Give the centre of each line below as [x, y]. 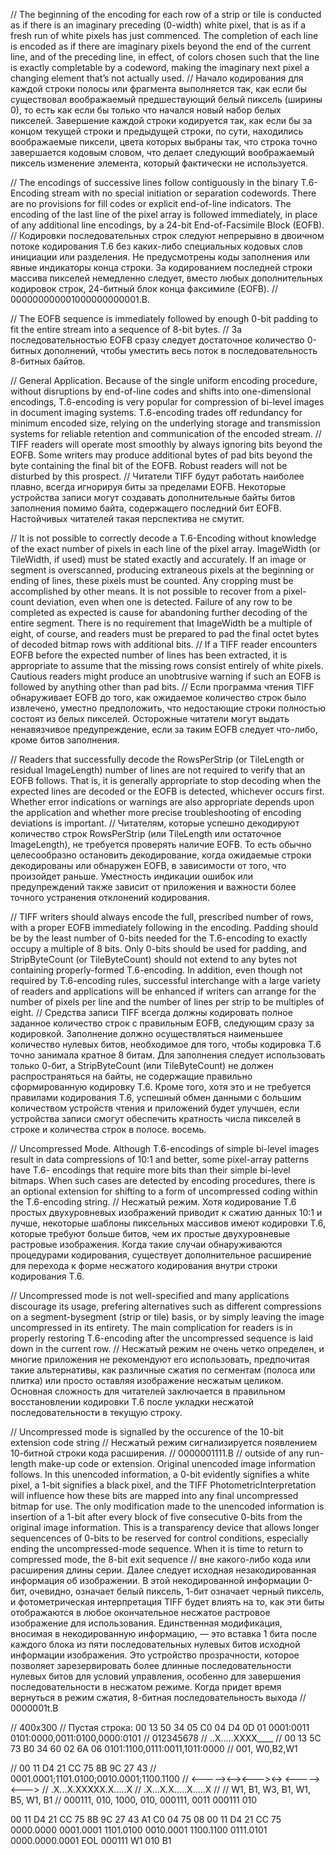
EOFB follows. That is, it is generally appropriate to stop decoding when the [166, 780]
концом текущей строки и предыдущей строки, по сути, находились [157, 131]
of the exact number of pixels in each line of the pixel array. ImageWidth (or [165, 548]
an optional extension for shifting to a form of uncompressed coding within [164, 1191]
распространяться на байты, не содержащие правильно [131, 1076]
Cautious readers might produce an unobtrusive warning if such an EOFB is [166, 676]
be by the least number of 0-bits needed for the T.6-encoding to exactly [159, 938]
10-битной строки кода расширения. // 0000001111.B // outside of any [157, 1453]
